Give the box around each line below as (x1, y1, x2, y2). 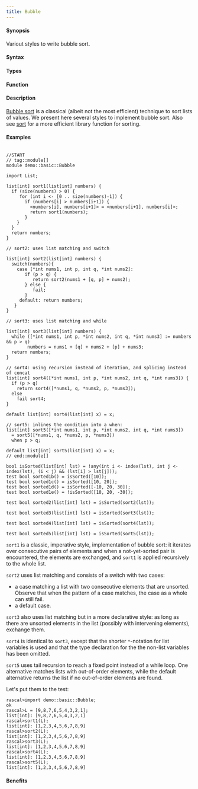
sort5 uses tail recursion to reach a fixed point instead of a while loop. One (6, 662, 188, 669)
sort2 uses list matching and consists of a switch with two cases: (6, 571, 165, 579)
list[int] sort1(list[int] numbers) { (6, 183, 102, 190)
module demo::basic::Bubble (6, 162, 76, 169)
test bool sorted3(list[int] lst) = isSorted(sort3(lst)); (6, 510, 155, 516)
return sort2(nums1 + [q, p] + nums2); (32, 277, 131, 283)
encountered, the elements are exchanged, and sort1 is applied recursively (6, 554, 189, 561)
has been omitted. (6, 650, 50, 657)
